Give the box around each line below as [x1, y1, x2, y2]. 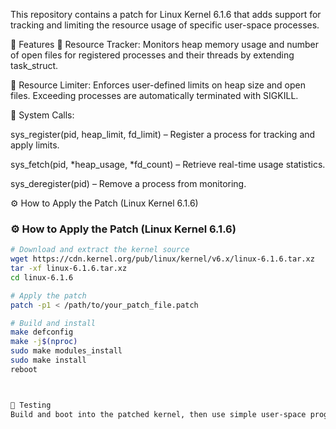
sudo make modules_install [10, 346, 123, 356]
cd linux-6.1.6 [10, 272, 74, 283]
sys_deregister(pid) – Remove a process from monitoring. [10, 178, 247, 189]
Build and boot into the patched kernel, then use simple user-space [10, 409, 307, 419]
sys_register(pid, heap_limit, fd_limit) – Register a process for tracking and [10, 129, 316, 140]
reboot [10, 364, 38, 374]
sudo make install [10, 355, 87, 366]
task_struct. [10, 60, 59, 71]
